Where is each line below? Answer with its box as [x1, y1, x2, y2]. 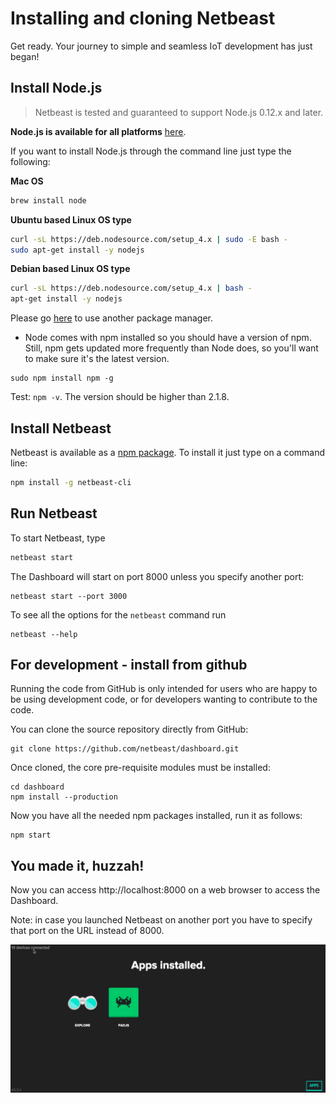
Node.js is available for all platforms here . [10, 125, 187, 137]
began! [10, 50, 40, 62]
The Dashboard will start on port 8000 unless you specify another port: [10, 570, 305, 582]
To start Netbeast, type [10, 532, 106, 544]
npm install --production [10, 792, 118, 802]
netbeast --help [10, 629, 78, 639]
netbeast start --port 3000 [10, 591, 128, 601]
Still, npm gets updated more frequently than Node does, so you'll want [24, 342, 319, 354]
